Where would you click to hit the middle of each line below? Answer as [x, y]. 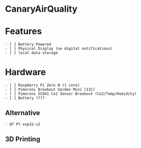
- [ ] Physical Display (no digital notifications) [59, 49]
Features [23, 32]
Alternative [23, 113]
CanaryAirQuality [41, 9]
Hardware [25, 72]
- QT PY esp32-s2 [23, 124]
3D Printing [23, 139]
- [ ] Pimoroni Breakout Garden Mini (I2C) [50, 90]
